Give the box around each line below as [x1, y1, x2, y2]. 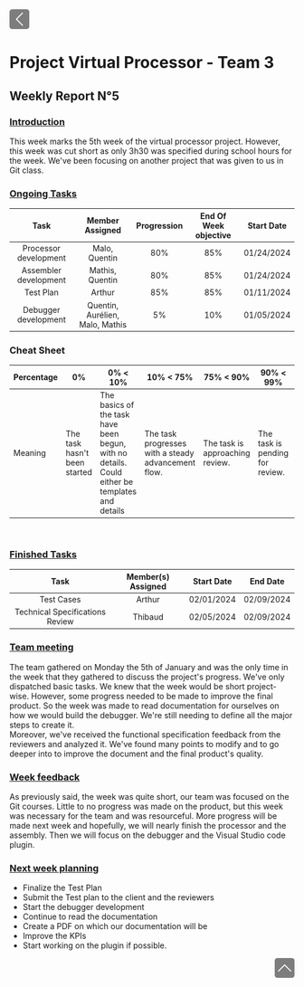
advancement [144, 457, 196, 469]
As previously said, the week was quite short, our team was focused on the [9, 792, 290, 802]
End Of [200, 210, 227, 221]
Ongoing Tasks [9, 187, 78, 200]
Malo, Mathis [79, 318, 128, 329]
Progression [136, 220, 184, 231]
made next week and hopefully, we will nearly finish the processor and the [9, 821, 287, 831]
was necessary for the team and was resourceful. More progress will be [9, 811, 278, 821]
